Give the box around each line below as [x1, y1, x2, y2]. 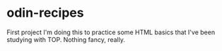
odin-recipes [6, 5, 84, 21]
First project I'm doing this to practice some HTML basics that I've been [6, 28, 216, 36]
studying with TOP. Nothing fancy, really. [6, 35, 125, 43]
